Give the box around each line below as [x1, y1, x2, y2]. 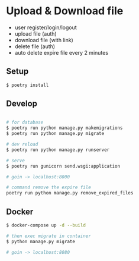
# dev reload [6, 141, 38, 147]
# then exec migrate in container [6, 233, 92, 239]
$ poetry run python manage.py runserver [6, 147, 110, 153]
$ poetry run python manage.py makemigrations [6, 125, 123, 131]
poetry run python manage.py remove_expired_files [6, 190, 134, 196]
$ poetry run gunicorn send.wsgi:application [6, 163, 120, 169]
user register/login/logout [14, 24, 77, 31]
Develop [6, 99, 37, 109]
